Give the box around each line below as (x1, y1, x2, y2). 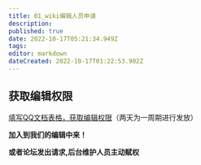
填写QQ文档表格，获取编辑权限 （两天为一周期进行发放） (8, 112, 198, 122)
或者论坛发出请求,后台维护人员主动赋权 (8, 147, 140, 157)
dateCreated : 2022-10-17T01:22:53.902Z (8, 58, 144, 66)
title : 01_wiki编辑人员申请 (8, 11, 96, 20)
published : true (8, 27, 63, 35)
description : (8, 20, 53, 28)
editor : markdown (8, 50, 68, 58)
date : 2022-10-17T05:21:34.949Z (8, 34, 118, 43)
